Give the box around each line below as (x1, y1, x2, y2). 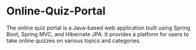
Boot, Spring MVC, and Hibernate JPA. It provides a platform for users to (6, 30, 189, 37)
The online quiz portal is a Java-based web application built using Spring (6, 24, 190, 31)
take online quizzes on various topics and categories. (6, 37, 141, 44)
